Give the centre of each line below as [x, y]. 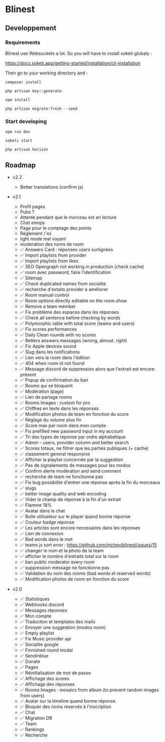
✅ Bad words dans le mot [46, 539]
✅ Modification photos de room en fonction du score [74, 579]
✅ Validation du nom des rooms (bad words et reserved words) [85, 573]
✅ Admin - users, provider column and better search [74, 442]
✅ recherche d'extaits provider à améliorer [64, 289]
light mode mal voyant [43, 239]
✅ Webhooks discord [42, 605]
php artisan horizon [27, 150]
